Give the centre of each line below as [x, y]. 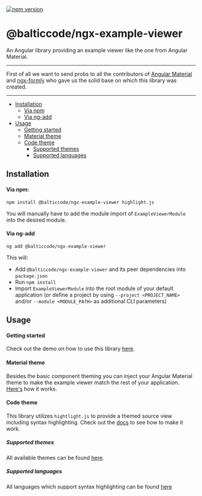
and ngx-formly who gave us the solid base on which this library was [92, 80]
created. [17, 87]
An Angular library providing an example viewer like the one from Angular [97, 50]
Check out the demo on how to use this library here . [71, 349]
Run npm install [35, 282]
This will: [17, 257]
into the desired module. [36, 220]
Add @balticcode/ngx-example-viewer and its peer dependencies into [100, 269]
